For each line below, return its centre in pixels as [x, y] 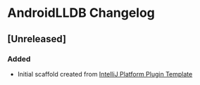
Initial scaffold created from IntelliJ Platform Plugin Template [105, 74]
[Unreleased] [37, 39]
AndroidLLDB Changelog [81, 13]
